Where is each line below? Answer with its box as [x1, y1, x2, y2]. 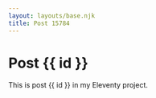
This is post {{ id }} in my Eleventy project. [8, 80, 149, 90]
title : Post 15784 [8, 19, 70, 27]
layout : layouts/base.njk [8, 11, 95, 20]
